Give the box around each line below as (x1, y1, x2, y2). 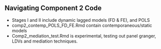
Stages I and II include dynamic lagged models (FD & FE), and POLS (11, 17, 150, 23)
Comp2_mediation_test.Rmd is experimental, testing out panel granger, (11, 33, 157, 39)
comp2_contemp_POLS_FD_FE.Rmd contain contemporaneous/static (11, 22, 153, 28)
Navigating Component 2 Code (4, 4, 102, 12)
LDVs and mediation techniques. (11, 38, 78, 44)
